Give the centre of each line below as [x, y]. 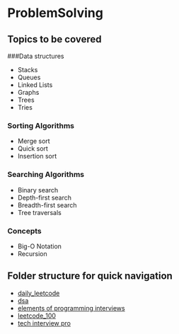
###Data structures [36, 56]
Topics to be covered [54, 39]
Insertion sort [37, 156]
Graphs [28, 92]
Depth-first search [45, 197]
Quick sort [33, 149]
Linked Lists [35, 85]
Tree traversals [39, 212]
